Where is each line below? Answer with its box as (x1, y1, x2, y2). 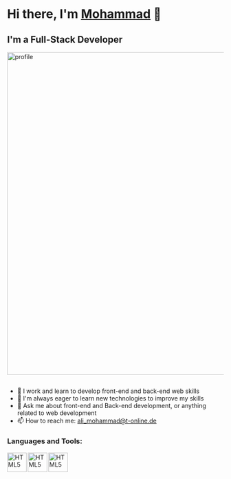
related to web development (16, 409, 97, 417)
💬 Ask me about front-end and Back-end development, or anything (16, 402, 206, 410)
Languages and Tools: (7, 436, 82, 446)
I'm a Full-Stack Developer (7, 34, 123, 45)
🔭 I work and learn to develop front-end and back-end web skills (16, 387, 200, 395)
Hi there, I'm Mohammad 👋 (7, 6, 162, 22)
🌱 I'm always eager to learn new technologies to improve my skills (16, 394, 204, 403)
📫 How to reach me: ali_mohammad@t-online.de (16, 416, 157, 425)
